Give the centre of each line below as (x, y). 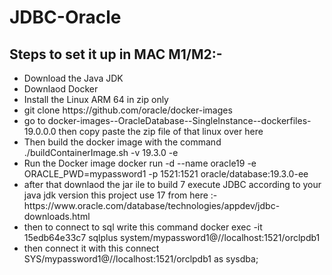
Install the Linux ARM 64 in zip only (96, 99)
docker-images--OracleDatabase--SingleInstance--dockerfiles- (179, 120)
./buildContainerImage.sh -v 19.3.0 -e (101, 152)
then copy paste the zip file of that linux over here (161, 131)
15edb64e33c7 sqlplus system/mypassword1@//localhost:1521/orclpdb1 (172, 237)
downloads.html (57, 216)
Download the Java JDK (73, 78)
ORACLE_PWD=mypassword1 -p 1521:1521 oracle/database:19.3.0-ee (166, 174)
